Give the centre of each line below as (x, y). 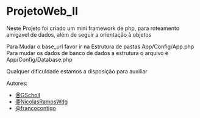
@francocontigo (35, 108)
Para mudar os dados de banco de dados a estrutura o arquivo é (87, 53)
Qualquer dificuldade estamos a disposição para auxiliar (77, 71)
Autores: (17, 83)
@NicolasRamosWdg (41, 101)
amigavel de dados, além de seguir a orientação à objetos (79, 34)
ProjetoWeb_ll (42, 11)
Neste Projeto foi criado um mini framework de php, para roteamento (93, 28)
